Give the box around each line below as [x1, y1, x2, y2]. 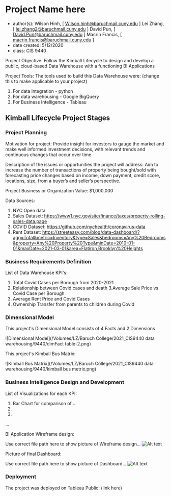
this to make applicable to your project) [5, 78, 88, 84]
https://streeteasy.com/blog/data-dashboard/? [42, 229, 140, 235]
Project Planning [5, 129, 47, 136]
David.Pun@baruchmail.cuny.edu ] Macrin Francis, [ [12, 31, 122, 37]
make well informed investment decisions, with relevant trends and [5, 146, 146, 152]
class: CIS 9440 [12, 47, 47, 54]
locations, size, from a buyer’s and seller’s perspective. [5, 178, 121, 184]
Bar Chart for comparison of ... [12, 400, 77, 406]
